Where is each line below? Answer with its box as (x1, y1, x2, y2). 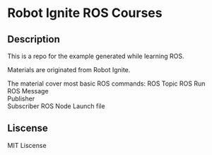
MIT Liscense (7, 141, 47, 149)
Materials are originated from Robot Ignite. (7, 66, 131, 74)
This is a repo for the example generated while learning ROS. (7, 52, 184, 60)
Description (7, 33, 60, 45)
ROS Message (7, 87, 49, 95)
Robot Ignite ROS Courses (7, 5, 163, 21)
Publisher (7, 94, 35, 103)
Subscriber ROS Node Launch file (7, 102, 105, 110)
